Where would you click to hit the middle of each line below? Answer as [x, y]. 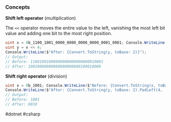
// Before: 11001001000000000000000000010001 [54, 62]
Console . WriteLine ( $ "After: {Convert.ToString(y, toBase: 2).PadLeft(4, [84, 90]
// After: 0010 [21, 104]
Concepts [18, 7]
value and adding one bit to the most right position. [59, 34]
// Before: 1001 [22, 100]
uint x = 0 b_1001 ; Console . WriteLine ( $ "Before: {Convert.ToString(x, [81, 85]
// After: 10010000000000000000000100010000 [53, 66]
